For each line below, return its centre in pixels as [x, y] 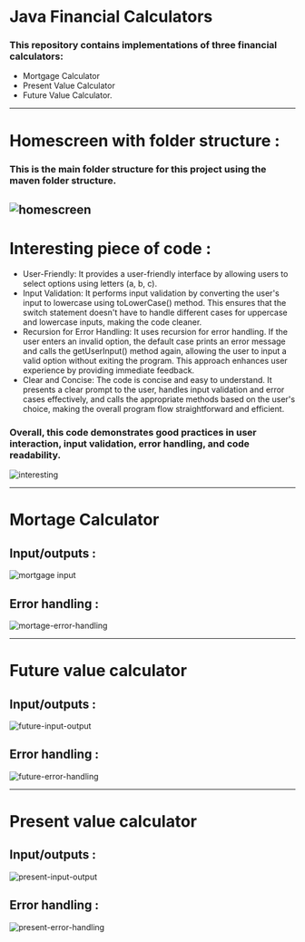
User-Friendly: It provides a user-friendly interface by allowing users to [155, 273]
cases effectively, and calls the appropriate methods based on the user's [159, 399]
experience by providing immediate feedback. [108, 370]
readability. [35, 455]
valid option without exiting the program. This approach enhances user [155, 360]
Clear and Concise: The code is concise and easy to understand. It [147, 379]
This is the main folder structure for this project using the [138, 169]
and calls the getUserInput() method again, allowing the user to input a [155, 350]
